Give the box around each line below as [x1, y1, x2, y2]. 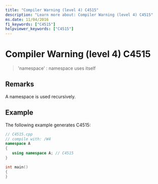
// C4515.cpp [5, 132, 33, 137]
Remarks [5, 80, 35, 89]
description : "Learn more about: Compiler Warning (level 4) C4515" [5, 12, 153, 17]
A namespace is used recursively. [5, 93, 76, 99]
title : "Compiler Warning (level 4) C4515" [5, 7, 99, 13]
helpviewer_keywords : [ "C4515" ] [5, 27, 74, 32]
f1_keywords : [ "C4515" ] [5, 21, 56, 27]
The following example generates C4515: [5, 122, 91, 128]
